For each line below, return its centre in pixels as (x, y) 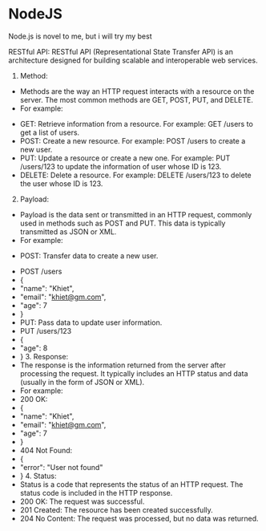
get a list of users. (50, 132)
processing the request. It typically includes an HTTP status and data (134, 373)
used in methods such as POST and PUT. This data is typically (123, 223)
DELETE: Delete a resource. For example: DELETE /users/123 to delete (135, 175)
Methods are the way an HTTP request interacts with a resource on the (137, 91)
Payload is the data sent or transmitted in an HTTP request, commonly (136, 214)
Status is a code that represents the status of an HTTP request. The (131, 484)
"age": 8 (34, 348)
